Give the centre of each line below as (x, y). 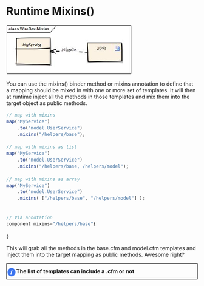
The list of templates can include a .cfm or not (75, 271)
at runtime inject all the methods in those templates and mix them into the (98, 97)
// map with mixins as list (42, 147)
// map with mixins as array (43, 179)
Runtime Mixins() (50, 11)
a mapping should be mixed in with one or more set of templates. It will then (101, 90)
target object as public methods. (47, 103)
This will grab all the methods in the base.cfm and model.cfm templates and (101, 248)
